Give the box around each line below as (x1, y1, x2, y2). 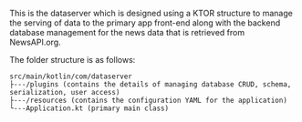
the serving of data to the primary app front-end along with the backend (9, 17, 281, 28)
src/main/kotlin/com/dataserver (9, 72, 132, 81)
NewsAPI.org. (9, 36, 61, 47)
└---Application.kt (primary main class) (9, 104, 170, 113)
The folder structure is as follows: (9, 55, 136, 65)
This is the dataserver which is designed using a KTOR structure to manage (9, 8, 294, 18)
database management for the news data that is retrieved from (9, 27, 245, 37)
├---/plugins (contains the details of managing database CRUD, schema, (9, 80, 292, 89)
